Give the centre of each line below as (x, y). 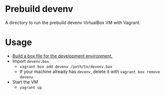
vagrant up (31, 87)
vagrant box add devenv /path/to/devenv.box (66, 67)
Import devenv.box (31, 61)
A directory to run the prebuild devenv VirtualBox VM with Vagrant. (73, 23)
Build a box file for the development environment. (62, 56)
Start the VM (25, 82)
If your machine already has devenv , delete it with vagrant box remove (90, 71)
